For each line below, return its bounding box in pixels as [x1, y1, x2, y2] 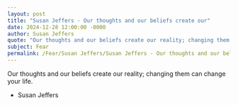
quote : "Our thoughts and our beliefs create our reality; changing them [7, 37, 230, 44]
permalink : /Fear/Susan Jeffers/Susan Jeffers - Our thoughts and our [7, 50, 220, 57]
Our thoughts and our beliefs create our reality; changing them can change [7, 69, 227, 78]
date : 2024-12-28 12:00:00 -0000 [7, 23, 106, 31]
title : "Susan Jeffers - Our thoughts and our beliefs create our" [7, 17, 211, 24]
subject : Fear [7, 43, 50, 50]
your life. [7, 77, 33, 85]
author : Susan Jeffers [7, 30, 74, 38]
